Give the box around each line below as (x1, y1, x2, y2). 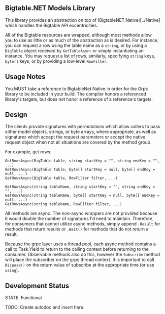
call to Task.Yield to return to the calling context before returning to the (5, 246, 149, 252)
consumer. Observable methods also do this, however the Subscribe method (5, 252, 160, 258)
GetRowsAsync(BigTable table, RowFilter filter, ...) (5, 176, 118, 181)
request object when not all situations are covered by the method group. (5, 139, 152, 145)
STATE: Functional (5, 295, 42, 301)
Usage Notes (5, 73, 46, 81)
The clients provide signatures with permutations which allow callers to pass (5, 124, 161, 130)
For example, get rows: (5, 149, 52, 155)
